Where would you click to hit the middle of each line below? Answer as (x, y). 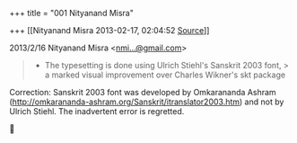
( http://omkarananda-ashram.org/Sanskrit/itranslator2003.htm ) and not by (147, 102)
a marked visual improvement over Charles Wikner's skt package (165, 75)
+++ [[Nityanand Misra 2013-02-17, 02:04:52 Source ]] (109, 30)
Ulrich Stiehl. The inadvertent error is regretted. (97, 111)
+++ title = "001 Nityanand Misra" (72, 13)
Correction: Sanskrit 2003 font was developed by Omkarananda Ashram (143, 92)
